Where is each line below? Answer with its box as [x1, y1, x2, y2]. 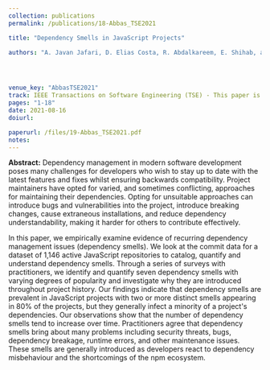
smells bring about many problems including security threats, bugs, [8, 327, 231, 337]
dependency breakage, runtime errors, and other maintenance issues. [8, 335, 240, 346]
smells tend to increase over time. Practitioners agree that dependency [8, 319, 243, 328]
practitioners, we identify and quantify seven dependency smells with [8, 267, 239, 277]
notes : [8, 136, 31, 144]
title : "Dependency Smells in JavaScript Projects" [8, 34, 185, 42]
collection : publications [8, 11, 95, 20]
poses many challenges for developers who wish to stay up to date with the [8, 166, 259, 176]
